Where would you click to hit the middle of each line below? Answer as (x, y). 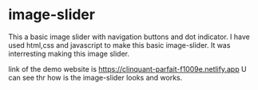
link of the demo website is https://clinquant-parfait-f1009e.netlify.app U (127, 68)
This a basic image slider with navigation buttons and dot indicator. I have (129, 37)
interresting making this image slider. (69, 53)
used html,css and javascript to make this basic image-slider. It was (119, 45)
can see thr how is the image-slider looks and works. (95, 77)
